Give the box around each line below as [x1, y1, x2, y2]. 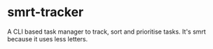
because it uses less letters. [7, 34, 88, 43]
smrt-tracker [7, 4, 84, 20]
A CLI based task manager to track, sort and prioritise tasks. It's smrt [7, 27, 207, 36]
